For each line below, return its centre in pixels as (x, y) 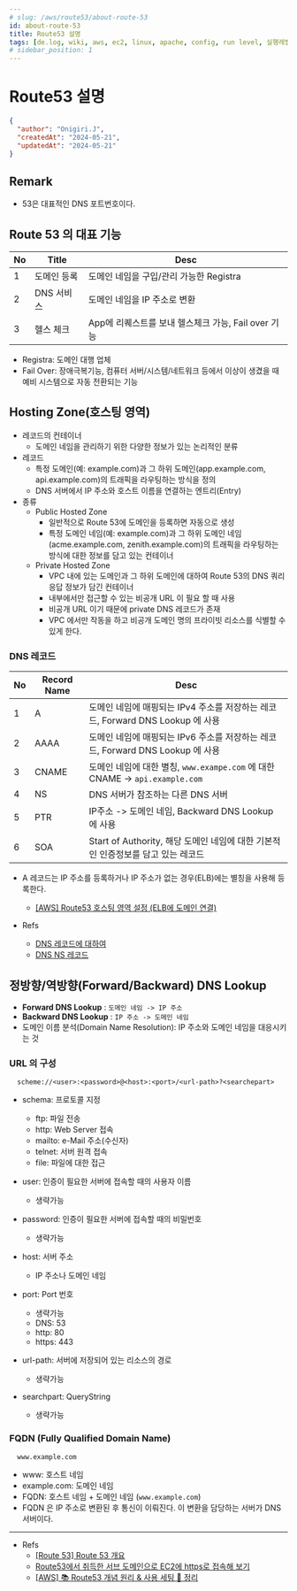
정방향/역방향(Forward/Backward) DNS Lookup (138, 985)
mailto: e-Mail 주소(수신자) (82, 1141)
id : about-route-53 (45, 26)
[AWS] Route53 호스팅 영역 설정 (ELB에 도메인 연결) (126, 908)
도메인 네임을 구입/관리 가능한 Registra (164, 277)
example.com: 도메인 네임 (68, 1485)
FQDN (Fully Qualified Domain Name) (90, 1439)
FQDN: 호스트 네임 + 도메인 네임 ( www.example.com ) (111, 1496)
